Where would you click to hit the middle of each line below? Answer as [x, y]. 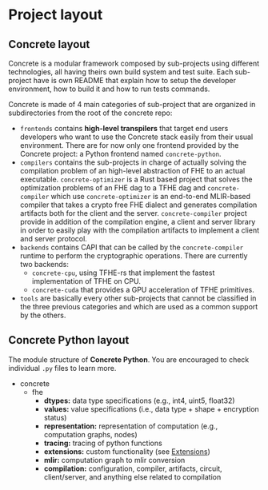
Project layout [56, 15]
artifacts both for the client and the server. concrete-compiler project [134, 213]
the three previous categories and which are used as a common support [139, 307]
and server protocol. [54, 239]
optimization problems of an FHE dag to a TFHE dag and [113, 188]
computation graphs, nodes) [90, 434]
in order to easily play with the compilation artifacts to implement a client [140, 230]
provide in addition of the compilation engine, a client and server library [138, 222]
